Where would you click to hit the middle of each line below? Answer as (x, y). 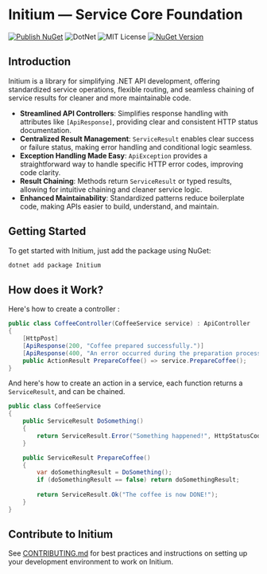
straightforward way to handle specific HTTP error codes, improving (132, 164)
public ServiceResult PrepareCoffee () (87, 458)
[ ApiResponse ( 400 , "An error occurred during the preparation (128, 353)
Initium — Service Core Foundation (126, 15)
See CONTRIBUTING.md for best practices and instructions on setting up (128, 553)
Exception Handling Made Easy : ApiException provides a (114, 155)
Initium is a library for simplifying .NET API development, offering (114, 80)
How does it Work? (56, 289)
